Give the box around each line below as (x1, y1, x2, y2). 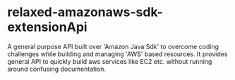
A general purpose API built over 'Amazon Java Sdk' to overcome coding (7, 42, 219, 51)
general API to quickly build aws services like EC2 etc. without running (7, 57, 212, 65)
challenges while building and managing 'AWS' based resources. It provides (7, 50, 228, 58)
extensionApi (7, 19, 88, 35)
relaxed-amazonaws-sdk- (7, 4, 164, 20)
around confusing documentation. (7, 65, 107, 73)
